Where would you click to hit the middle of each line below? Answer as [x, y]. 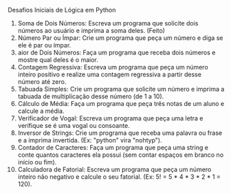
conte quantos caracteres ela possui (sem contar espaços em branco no [121, 155]
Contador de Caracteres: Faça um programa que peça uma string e [113, 148]
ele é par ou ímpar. [44, 45]
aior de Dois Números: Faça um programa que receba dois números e [117, 52]
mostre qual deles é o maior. [58, 60]
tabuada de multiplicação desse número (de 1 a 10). [91, 96]
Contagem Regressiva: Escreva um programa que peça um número [113, 67]
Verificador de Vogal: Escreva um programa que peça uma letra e [110, 118]
